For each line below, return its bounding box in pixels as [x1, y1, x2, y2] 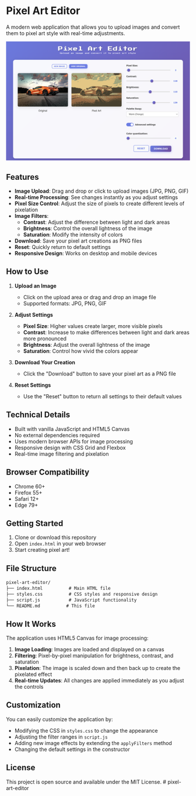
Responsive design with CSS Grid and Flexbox [14, 444, 126, 451]
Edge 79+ [14, 501, 38, 508]
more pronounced [23, 335, 67, 342]
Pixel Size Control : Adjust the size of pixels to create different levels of [14, 200, 185, 207]
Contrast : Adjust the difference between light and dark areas [23, 218, 170, 226]
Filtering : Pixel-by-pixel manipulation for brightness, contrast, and [14, 652, 174, 659]
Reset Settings [14, 381, 51, 388]
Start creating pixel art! [14, 546, 70, 554]
